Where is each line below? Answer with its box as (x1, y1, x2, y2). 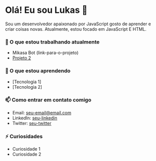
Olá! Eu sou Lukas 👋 (5, 4, 88, 16)
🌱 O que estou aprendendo (5, 67, 71, 74)
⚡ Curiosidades (5, 133, 43, 140)
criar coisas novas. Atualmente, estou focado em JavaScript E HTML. (5, 26, 147, 32)
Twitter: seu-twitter (12, 120, 52, 126)
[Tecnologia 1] (12, 79, 42, 85)
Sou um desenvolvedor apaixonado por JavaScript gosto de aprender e (5, 21, 151, 27)
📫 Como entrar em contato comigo (5, 97, 92, 104)
